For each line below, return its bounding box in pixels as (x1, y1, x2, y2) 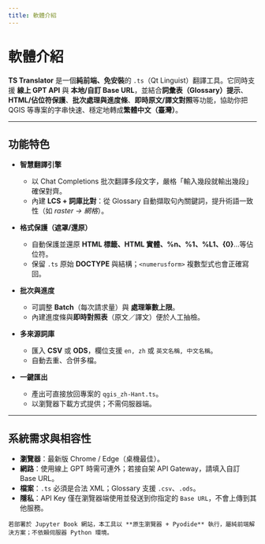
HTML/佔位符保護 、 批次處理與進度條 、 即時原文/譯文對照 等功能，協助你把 (8, 95, 248, 105)
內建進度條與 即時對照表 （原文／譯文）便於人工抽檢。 (31, 313, 205, 322)
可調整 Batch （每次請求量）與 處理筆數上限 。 (31, 302, 180, 312)
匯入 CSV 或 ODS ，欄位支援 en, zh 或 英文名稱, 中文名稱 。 (31, 346, 218, 355)
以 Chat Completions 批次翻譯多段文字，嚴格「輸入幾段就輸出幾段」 (31, 176, 253, 186)
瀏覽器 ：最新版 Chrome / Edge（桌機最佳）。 (19, 454, 164, 464)
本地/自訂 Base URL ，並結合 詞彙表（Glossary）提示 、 (70, 85, 248, 94)
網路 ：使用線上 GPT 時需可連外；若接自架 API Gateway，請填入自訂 (19, 464, 241, 473)
